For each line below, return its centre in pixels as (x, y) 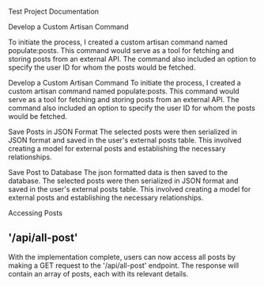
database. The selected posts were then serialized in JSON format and (123, 181)
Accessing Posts (36, 213)
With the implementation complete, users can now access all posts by (122, 257)
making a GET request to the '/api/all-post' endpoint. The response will (124, 265)
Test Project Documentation (54, 11)
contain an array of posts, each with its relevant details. (98, 273)
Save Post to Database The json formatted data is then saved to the (118, 172)
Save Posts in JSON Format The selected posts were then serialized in (123, 132)
